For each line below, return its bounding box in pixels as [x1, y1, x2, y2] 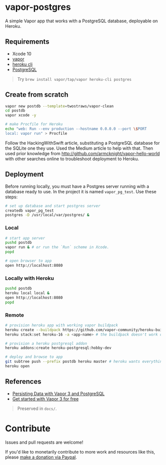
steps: [5, 194, 18, 200]
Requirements [5, 38, 49, 46]
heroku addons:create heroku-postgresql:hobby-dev [5, 346, 112, 350]
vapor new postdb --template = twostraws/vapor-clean [5, 104, 114, 109]
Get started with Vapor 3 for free [12, 396, 79, 402]
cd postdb [5, 108, 26, 113]
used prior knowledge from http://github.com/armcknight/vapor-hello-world [5, 150, 160, 156]
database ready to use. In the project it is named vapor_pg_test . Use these [5, 188, 157, 194]
